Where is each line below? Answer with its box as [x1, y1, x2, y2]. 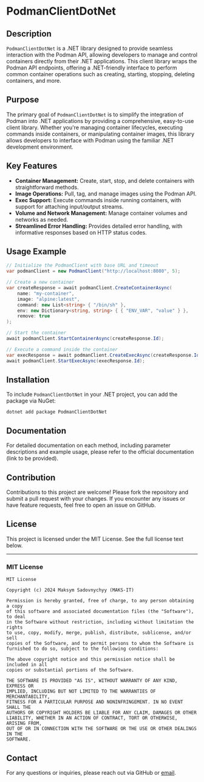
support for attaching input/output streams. [15, 203, 124, 210]
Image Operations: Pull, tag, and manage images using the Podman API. [15, 190, 197, 197]
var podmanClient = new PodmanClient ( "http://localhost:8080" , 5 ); [6, 268, 181, 275]
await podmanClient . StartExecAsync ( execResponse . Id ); [6, 358, 146, 364]
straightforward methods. [15, 183, 79, 191]
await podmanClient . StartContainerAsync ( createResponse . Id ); [6, 336, 165, 342]
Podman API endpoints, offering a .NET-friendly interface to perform [6, 64, 177, 71]
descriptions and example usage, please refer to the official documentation [6, 448, 194, 456]
